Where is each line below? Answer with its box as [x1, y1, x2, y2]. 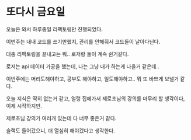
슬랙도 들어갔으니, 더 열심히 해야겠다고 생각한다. [6, 127, 116, 134]
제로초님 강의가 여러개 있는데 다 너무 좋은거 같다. [6, 114, 117, 121]
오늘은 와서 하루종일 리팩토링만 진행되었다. [6, 26, 103, 33]
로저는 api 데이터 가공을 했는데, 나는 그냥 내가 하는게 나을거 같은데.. [6, 62, 159, 70]
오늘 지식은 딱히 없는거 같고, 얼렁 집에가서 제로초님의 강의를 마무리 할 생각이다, [6, 94, 185, 102]
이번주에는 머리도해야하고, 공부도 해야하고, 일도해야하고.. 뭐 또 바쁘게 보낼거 [6, 75, 179, 82]
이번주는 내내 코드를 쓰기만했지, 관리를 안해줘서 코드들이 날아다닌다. [6, 38, 161, 45]
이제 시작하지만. [6, 102, 43, 109]
